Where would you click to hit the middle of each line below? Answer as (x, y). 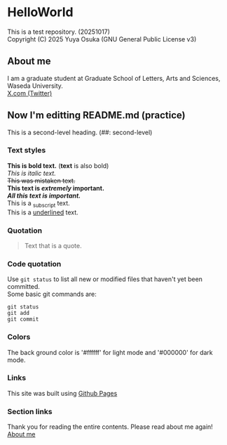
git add (19, 314)
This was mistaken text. (41, 181)
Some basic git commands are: (52, 294)
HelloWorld (40, 12)
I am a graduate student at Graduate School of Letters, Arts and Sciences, (114, 78)
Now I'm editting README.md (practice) (96, 116)
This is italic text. (32, 173)
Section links (30, 411)
